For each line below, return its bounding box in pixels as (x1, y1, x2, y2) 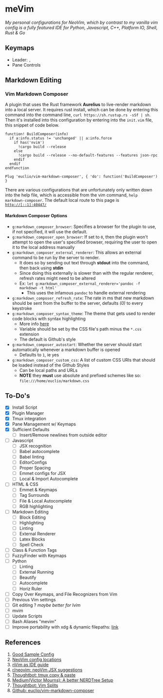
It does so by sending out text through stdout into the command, (19, 260, 149, 265)
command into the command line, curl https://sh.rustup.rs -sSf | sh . (5, 112, 151, 118)
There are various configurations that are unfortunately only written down (5, 187, 152, 193)
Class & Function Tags (12, 547, 57, 553)
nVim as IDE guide (12, 662, 49, 667)
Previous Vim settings (12, 596, 56, 602)
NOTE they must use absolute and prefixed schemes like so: (19, 372, 141, 378)
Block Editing (19, 514, 46, 520)
